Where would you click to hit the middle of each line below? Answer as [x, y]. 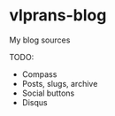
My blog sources [40, 40]
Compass [39, 74]
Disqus [34, 102]
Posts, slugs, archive [60, 83]
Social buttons [48, 93]
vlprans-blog [58, 15]
